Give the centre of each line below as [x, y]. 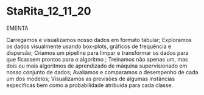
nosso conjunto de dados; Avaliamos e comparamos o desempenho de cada [102, 72]
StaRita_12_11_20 [49, 11]
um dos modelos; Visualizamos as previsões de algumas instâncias [91, 79]
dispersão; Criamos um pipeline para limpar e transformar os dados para [97, 52]
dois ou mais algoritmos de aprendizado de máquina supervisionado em [97, 66]
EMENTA [17, 28]
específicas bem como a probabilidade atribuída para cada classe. [90, 85]
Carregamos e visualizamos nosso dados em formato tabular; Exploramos [99, 40]
